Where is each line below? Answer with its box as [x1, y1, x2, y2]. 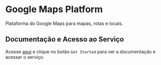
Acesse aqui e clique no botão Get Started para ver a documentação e [5, 48, 156, 54]
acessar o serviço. [5, 54, 45, 60]
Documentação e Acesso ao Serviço [5, 35, 124, 44]
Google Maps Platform [5, 4, 103, 15]
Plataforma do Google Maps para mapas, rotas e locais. [5, 20, 123, 26]
